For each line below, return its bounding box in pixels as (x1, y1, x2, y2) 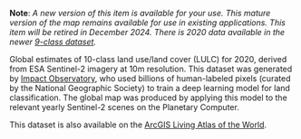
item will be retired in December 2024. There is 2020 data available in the (9, 27, 286, 37)
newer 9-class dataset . (9, 36, 97, 47)
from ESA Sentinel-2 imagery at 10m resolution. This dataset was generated (9, 63, 293, 74)
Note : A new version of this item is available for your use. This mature (9, 8, 271, 18)
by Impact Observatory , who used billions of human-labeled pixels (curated (9, 73, 291, 84)
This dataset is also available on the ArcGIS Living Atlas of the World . (9, 119, 267, 130)
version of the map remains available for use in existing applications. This (9, 17, 286, 28)
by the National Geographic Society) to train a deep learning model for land (9, 83, 290, 93)
